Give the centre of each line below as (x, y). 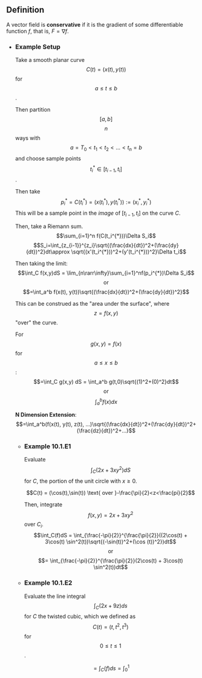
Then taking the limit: (41, 263)
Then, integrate (43, 504)
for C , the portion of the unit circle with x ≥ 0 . (80, 481)
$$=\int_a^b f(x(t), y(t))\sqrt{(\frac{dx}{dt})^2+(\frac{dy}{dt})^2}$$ (106, 292)
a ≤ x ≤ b (106, 363)
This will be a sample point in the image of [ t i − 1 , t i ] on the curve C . (98, 213)
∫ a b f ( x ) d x (106, 402)
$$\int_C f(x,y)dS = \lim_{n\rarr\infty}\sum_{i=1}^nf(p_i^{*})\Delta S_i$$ (106, 273)
